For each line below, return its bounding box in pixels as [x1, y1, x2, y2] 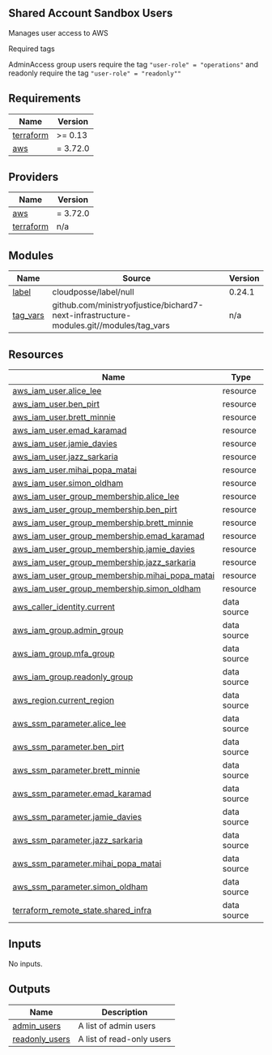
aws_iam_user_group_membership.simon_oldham [12, 583, 202, 595]
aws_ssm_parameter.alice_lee [12, 718, 127, 730]
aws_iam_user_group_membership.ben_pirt [12, 504, 178, 515]
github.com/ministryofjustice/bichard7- [52, 299, 204, 311]
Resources [8, 347, 64, 361]
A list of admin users [78, 1020, 156, 1031]
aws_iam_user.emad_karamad [12, 425, 127, 437]
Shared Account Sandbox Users [8, 6, 173, 20]
